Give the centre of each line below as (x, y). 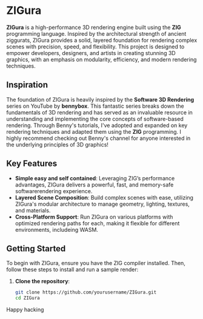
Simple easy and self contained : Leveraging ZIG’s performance (95, 178)
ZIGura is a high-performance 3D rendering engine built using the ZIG (94, 27)
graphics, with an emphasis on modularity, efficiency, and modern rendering (101, 59)
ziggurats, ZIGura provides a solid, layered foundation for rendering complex (102, 40)
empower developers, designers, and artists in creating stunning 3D (91, 53)
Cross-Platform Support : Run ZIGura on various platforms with (94, 217)
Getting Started (36, 248)
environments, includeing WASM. (57, 229)
